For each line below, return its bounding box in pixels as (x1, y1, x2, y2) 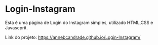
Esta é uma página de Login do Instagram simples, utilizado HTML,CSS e (5, 20, 154, 25)
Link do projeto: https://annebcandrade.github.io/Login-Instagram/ (5, 34, 141, 40)
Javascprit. (5, 24, 28, 30)
